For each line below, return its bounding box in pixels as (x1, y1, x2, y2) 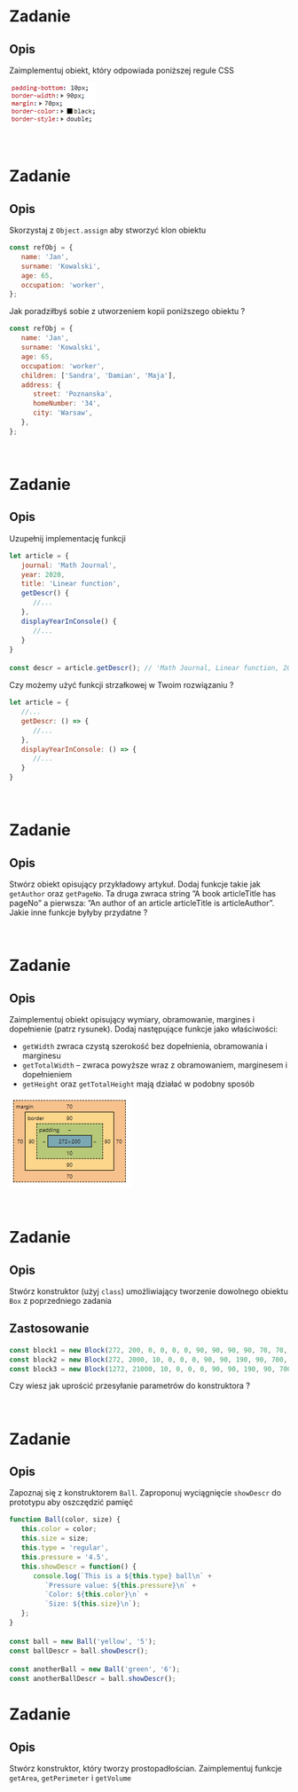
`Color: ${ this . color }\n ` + (44, 1591, 149, 1599)
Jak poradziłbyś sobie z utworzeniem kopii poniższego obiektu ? (9, 306, 246, 317)
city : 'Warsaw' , (32, 408, 93, 418)
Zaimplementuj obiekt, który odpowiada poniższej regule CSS (9, 65, 235, 75)
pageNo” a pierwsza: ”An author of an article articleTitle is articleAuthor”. (9, 898, 275, 908)
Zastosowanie (9, 1321, 90, 1337)
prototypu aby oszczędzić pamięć (9, 1497, 134, 1508)
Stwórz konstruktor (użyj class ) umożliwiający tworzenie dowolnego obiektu (9, 1286, 288, 1297)
